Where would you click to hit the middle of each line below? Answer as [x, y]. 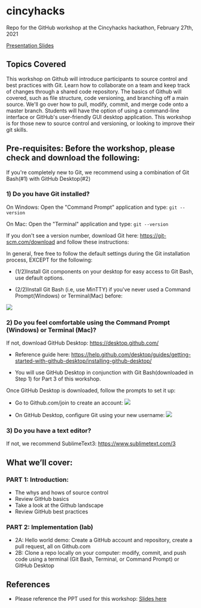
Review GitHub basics [42, 499]
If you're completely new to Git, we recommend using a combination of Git [98, 172]
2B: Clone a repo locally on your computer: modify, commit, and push [100, 553]
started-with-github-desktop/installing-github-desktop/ [83, 361]
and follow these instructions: [93, 242]
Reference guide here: [42, 355]
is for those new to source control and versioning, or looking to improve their [100, 123]
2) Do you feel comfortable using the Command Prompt [88, 323]
